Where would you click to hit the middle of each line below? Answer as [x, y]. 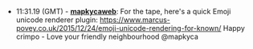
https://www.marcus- [135, 20]
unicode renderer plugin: [57, 20]
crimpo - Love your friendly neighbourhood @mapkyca [107, 36]
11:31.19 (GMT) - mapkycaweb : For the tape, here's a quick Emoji [123, 11]
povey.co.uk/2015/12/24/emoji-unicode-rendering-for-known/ [118, 28]
